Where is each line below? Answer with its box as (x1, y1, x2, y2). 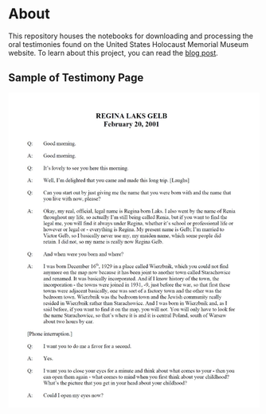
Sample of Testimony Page (8, 71, 144, 84)
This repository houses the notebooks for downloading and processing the (8, 31, 253, 41)
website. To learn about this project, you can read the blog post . (8, 48, 219, 57)
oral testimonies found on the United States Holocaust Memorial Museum (8, 39, 249, 49)
